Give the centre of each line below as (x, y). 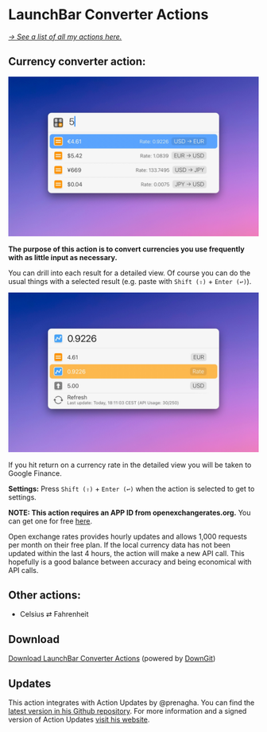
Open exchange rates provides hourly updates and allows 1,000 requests (128, 536)
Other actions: (44, 595)
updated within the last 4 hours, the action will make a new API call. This (126, 553)
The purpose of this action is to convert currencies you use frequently (126, 249)
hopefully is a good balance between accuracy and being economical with (130, 562)
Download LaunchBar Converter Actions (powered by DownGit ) (112, 659)
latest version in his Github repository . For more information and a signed (128, 711)
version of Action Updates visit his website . (79, 719)
